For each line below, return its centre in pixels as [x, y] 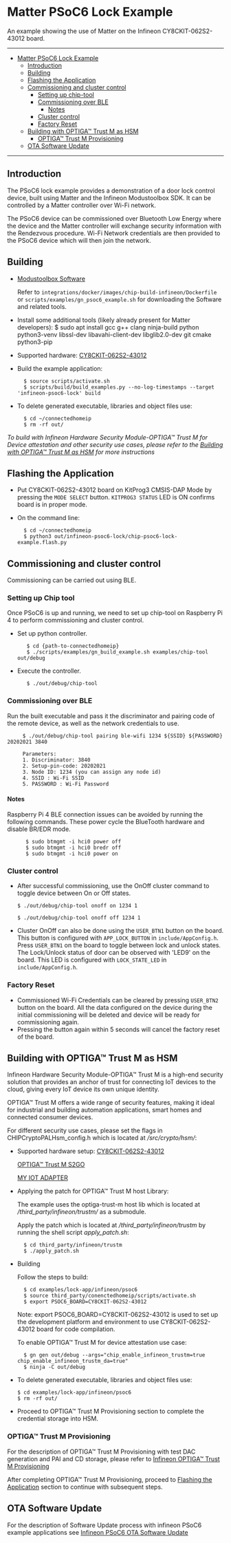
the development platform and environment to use [88, 1322]
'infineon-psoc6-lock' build [59, 393]
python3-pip [35, 342]
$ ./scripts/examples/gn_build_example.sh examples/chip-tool [117, 652]
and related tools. [42, 306]
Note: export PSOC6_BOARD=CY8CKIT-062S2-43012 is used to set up [118, 1315]
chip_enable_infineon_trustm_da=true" [73, 1361]
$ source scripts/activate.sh [67, 381]
